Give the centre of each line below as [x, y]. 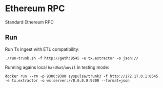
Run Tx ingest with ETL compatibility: [42, 49]
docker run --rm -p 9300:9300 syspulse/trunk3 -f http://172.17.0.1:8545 [82, 76]
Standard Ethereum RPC [30, 22]
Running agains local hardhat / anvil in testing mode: [57, 67]
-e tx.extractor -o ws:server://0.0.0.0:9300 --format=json [68, 80]
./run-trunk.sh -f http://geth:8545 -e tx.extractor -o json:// [72, 58]
